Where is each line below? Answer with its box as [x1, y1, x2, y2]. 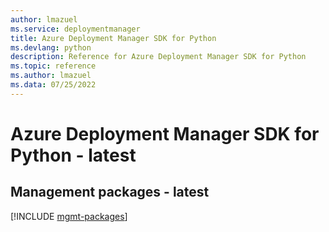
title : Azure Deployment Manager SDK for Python [10, 33, 217, 43]
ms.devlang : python [10, 42, 92, 53]
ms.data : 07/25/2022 [10, 80, 97, 90]
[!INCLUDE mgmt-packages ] [10, 210, 128, 222]
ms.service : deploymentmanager [10, 24, 141, 34]
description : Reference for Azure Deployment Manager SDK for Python [10, 52, 307, 62]
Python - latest [10, 144, 137, 166]
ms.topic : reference [10, 61, 97, 71]
